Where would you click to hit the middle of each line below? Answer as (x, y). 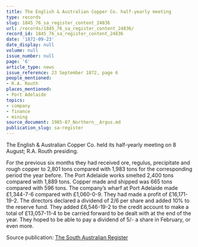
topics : (16, 100)
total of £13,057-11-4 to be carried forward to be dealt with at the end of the (99, 213)
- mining (17, 117)
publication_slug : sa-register (45, 128)
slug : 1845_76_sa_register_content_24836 (58, 23)
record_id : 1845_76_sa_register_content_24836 (65, 34)
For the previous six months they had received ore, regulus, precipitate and (98, 162)
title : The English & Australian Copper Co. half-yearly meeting (89, 12)
